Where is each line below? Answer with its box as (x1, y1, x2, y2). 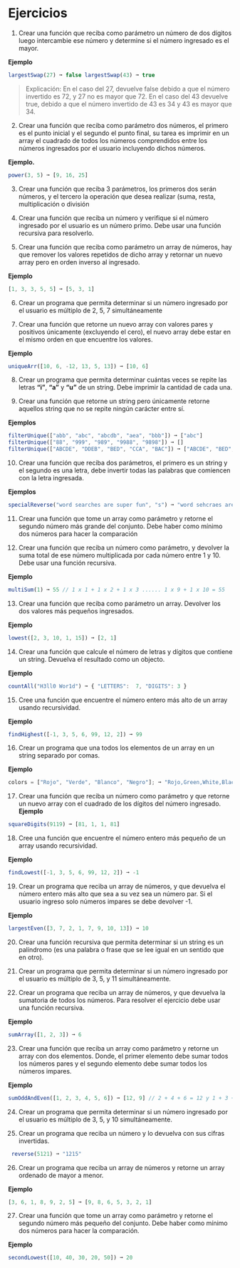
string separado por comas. (18, 751, 100, 760)
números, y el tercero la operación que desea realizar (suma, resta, (18, 192, 216, 201)
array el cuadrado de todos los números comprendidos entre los (18, 136, 208, 144)
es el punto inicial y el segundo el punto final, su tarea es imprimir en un (18, 129, 230, 137)
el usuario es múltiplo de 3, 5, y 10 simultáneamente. (18, 1115, 173, 1124)
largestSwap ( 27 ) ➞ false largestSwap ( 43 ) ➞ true (8, 71, 155, 79)
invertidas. (18, 1136, 50, 1145)
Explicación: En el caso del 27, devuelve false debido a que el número (25, 84, 230, 93)
